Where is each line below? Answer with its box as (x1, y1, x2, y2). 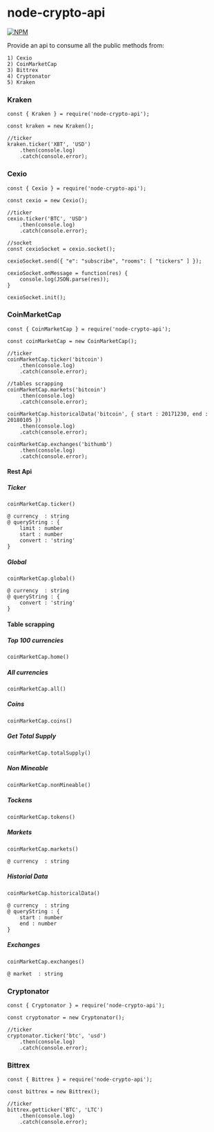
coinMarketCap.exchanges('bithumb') (7, 441, 113, 448)
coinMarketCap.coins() (7, 717, 72, 725)
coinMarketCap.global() (7, 575, 76, 583)
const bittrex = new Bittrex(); (7, 1088, 100, 1095)
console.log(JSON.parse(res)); (19, 276, 110, 283)
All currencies (7, 668, 48, 676)
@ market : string (7, 970, 64, 978)
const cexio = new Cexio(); (7, 197, 88, 204)
